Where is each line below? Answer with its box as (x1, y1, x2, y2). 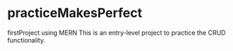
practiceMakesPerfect (7, 5, 143, 21)
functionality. (7, 35, 46, 44)
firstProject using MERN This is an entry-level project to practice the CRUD (7, 28, 226, 37)
